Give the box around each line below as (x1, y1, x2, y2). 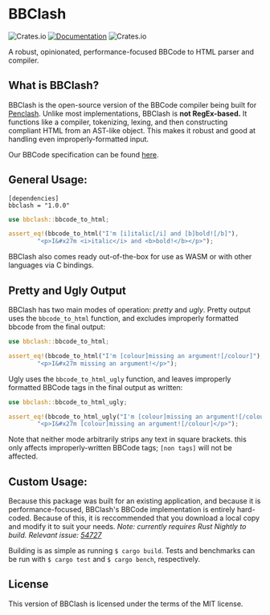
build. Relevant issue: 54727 (8, 531, 102, 540)
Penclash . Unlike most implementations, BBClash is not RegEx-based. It (8, 108, 247, 118)
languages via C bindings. (8, 260, 95, 270)
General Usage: (8, 173, 88, 187)
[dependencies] (8, 194, 59, 202)
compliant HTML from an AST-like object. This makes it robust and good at (8, 125, 256, 135)
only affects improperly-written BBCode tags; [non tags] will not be (8, 443, 233, 453)
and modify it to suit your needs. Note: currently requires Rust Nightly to (8, 522, 247, 532)
